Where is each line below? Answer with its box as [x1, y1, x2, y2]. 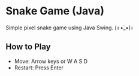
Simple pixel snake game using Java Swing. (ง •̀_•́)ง [5, 24, 133, 31]
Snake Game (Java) [5, 4, 105, 18]
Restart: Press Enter [14, 64, 64, 71]
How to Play [5, 42, 52, 52]
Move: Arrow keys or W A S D [14, 57, 88, 65]
